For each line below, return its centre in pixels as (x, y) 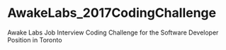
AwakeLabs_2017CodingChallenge (112, 13)
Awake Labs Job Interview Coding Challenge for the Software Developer (113, 32)
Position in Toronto (35, 39)
